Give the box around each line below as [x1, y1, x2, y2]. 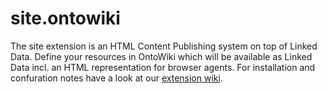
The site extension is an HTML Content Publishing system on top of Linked [10, 40, 318, 52]
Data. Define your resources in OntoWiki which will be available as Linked [10, 50, 313, 62]
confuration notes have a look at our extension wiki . [10, 72, 223, 84]
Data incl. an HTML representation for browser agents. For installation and [10, 61, 316, 73]
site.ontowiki [10, 7, 121, 30]
